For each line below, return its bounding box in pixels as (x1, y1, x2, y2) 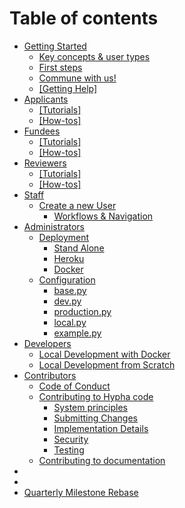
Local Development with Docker (38, 348, 171, 360)
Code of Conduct (38, 380, 111, 392)
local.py (53, 316, 87, 328)
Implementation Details (53, 422, 149, 434)
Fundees (23, 125, 61, 137)
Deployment (38, 231, 90, 243)
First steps (38, 61, 83, 73)
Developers (23, 337, 72, 349)
